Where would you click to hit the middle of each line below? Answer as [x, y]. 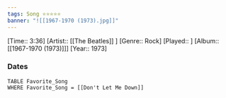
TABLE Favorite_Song [38, 81]
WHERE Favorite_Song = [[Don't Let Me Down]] [75, 87]
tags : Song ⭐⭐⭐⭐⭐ [34, 14]
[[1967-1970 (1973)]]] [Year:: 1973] [57, 48]
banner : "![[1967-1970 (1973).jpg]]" [63, 21]
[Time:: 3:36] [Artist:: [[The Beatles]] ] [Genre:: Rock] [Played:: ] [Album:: [113, 40]
